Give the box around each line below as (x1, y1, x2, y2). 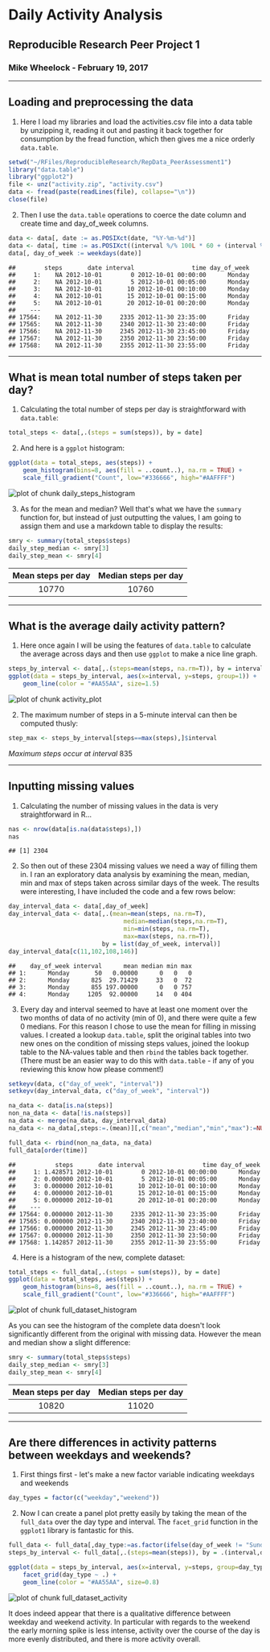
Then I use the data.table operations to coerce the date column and (19, 209, 247, 219)
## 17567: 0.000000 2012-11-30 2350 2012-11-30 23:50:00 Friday (8, 1231, 261, 1240)
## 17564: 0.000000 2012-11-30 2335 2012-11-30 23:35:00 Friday (8, 1210, 261, 1218)
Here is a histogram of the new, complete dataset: (19, 1252, 186, 1262)
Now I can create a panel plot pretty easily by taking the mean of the (19, 1509, 247, 1518)
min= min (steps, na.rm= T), (123, 925, 211, 933)
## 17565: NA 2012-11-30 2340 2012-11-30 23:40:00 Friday (8, 320, 250, 328)
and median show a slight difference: (8, 1338, 131, 1347)
